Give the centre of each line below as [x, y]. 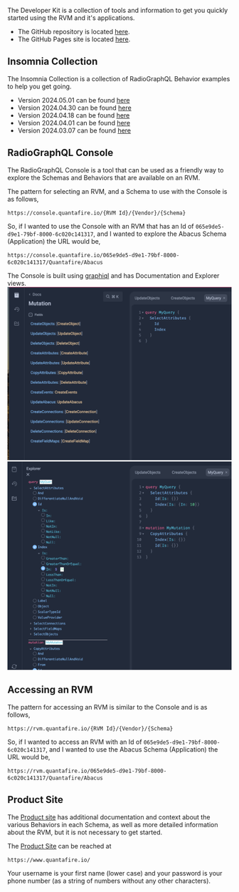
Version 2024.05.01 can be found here [74, 100]
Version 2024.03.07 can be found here [74, 130]
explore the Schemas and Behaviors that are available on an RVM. [104, 177]
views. [17, 283]
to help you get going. [39, 86]
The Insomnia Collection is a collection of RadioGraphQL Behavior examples [119, 78]
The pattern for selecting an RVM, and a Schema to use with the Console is [117, 191]
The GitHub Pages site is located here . [74, 39]
